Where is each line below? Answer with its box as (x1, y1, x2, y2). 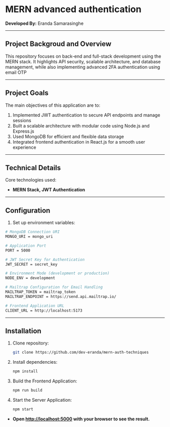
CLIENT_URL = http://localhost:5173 (5, 308, 82, 313)
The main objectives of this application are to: (5, 102, 101, 108)
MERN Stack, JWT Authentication (12, 187, 86, 193)
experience (12, 144, 36, 150)
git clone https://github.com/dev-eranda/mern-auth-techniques (12, 350, 149, 355)
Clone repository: (12, 340, 49, 346)
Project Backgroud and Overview (5, 39, 111, 49)
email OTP (5, 69, 27, 75)
